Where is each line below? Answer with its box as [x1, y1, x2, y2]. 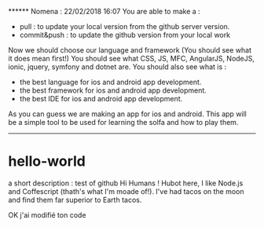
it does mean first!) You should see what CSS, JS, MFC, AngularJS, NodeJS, [8, 54, 255, 63]
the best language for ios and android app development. [19, 78, 202, 86]
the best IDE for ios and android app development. [19, 94, 183, 103]
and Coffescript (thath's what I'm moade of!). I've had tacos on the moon [8, 186, 245, 196]
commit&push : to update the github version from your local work [19, 31, 230, 39]
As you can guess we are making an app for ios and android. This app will [8, 109, 247, 119]
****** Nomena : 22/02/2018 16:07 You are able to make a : [8, 7, 200, 16]
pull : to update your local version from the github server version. [19, 22, 230, 31]
